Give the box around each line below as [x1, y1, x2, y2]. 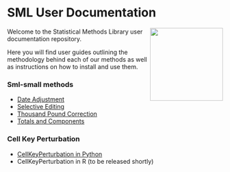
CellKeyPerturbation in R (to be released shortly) [16, 157, 154, 165]
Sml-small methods [7, 79, 74, 89]
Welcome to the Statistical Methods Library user [7, 27, 143, 36]
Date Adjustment [16, 95, 65, 103]
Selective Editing [16, 103, 65, 111]
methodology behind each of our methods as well [7, 55, 147, 63]
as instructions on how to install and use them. [7, 62, 138, 71]
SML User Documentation [7, 5, 156, 21]
